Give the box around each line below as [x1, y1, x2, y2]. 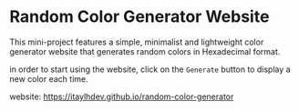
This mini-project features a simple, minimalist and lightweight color [9, 36, 264, 47]
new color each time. [9, 73, 88, 84]
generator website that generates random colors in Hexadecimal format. [9, 45, 281, 56]
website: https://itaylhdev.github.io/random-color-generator [9, 91, 234, 102]
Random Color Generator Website [9, 6, 270, 27]
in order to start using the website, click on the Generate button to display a [9, 64, 291, 75]
